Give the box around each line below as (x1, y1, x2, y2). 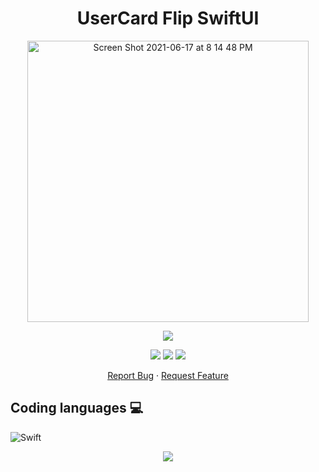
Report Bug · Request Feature (107, 369, 229, 381)
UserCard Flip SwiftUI (76, 7, 260, 30)
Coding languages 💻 (10, 400, 144, 417)
